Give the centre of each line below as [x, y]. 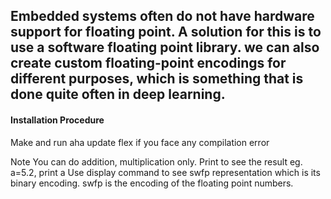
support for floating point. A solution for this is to [166, 32]
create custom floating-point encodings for [148, 63]
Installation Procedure [57, 120]
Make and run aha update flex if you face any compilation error [140, 142]
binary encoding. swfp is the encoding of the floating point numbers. [152, 183]
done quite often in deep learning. [118, 94]
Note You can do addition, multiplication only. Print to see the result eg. [156, 161]
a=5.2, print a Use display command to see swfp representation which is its [165, 172]
